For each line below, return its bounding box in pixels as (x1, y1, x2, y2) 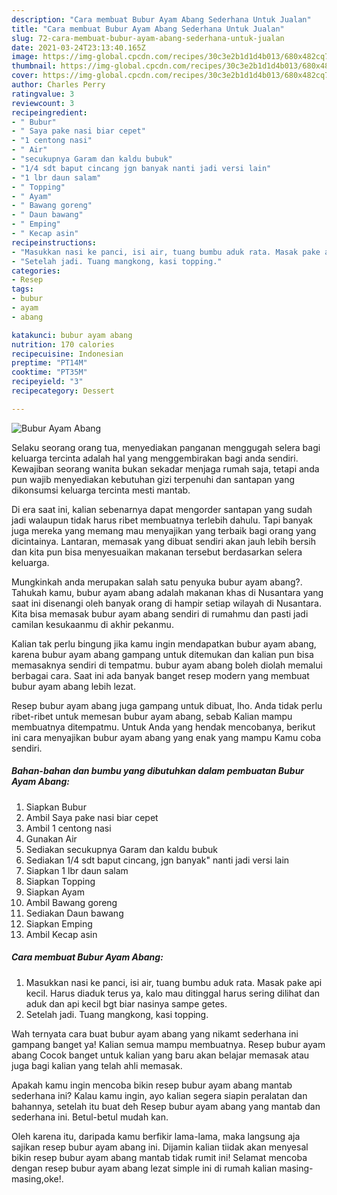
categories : (11, 266, 61, 276)
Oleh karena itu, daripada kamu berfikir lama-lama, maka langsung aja (11, 1130, 301, 1142)
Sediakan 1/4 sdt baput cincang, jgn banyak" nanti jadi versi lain (25, 854, 290, 866)
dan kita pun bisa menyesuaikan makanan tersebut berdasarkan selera (11, 546, 303, 558)
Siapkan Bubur (25, 801, 87, 813)
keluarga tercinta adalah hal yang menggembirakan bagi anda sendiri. (11, 452, 299, 464)
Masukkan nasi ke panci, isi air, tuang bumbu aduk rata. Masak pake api (25, 976, 323, 988)
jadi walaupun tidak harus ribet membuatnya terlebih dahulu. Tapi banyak (11, 514, 314, 526)
